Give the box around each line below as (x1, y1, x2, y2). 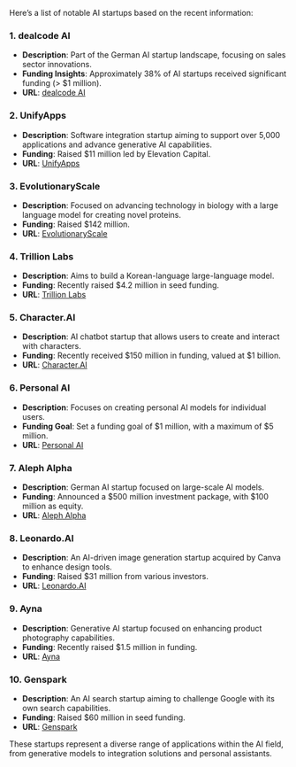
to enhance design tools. (21, 562, 112, 572)
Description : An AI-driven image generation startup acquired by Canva (21, 553, 281, 563)
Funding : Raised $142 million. (21, 219, 131, 229)
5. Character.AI (9, 312, 76, 324)
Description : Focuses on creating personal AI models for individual (21, 402, 267, 413)
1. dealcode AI (9, 29, 71, 42)
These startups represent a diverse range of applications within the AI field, (9, 739, 285, 749)
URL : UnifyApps (21, 158, 80, 168)
